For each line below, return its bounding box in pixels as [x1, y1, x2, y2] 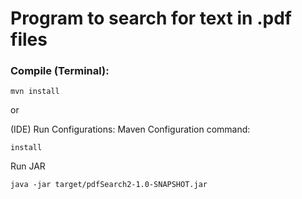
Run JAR [10, 160, 46, 172]
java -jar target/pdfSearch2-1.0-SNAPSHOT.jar [10, 180, 208, 190]
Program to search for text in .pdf [10, 7, 292, 30]
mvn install [10, 87, 60, 97]
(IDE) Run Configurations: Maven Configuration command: [10, 123, 251, 136]
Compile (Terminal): [10, 64, 110, 78]
